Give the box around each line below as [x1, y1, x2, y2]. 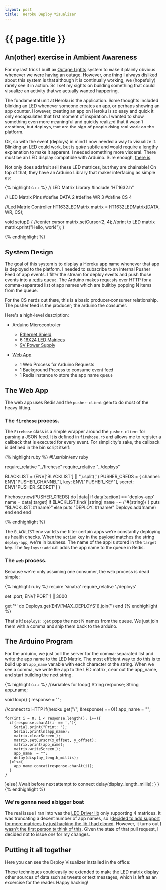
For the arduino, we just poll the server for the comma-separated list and [5, 650, 154, 656]
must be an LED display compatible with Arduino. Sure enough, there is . [5, 154, 152, 160]
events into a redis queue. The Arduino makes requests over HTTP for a [5, 277, 152, 283]
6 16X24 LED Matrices [19, 337, 65, 343]
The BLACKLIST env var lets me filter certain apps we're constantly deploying [5, 529, 161, 535]
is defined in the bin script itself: [5, 444, 71, 451]
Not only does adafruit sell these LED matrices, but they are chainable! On [5, 164, 156, 170]
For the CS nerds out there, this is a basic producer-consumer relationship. [5, 297, 158, 303]
